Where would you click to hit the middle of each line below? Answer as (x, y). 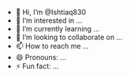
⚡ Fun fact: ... (37, 66)
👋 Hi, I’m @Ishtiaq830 (51, 12)
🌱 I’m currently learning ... (58, 29)
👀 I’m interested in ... (49, 20)
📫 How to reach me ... (52, 46)
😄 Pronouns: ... (41, 57)
